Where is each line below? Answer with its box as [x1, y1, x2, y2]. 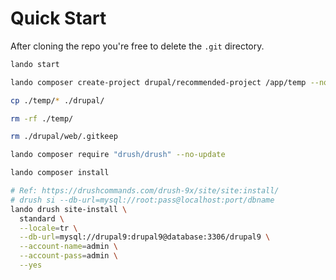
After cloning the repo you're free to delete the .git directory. [10, 40, 265, 52]
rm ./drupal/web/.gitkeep [10, 132, 118, 142]
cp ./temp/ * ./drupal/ [10, 95, 105, 106]
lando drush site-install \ [10, 204, 128, 214]
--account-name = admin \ [19, 242, 118, 252]
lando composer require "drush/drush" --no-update [10, 150, 226, 160]
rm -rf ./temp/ [10, 113, 74, 124]
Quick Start [10, 7, 107, 30]
